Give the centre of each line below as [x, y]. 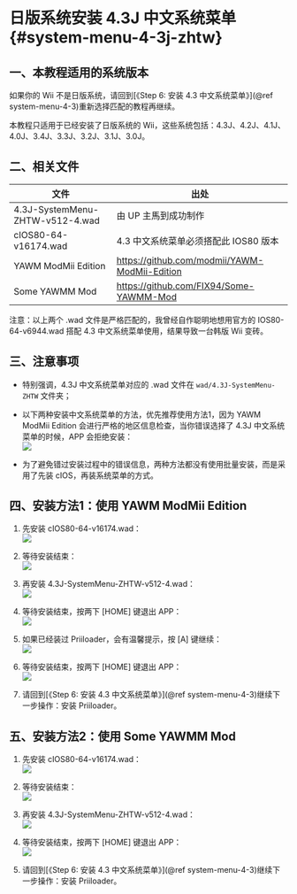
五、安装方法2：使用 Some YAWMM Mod [122, 736]
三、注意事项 [44, 362]
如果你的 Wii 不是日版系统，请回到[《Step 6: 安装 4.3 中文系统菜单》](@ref [141, 95]
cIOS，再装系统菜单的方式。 [107, 475]
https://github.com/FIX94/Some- [185, 286]
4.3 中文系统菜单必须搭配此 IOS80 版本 [198, 241]
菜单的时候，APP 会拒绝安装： [77, 436]
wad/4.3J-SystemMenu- [236, 385]
